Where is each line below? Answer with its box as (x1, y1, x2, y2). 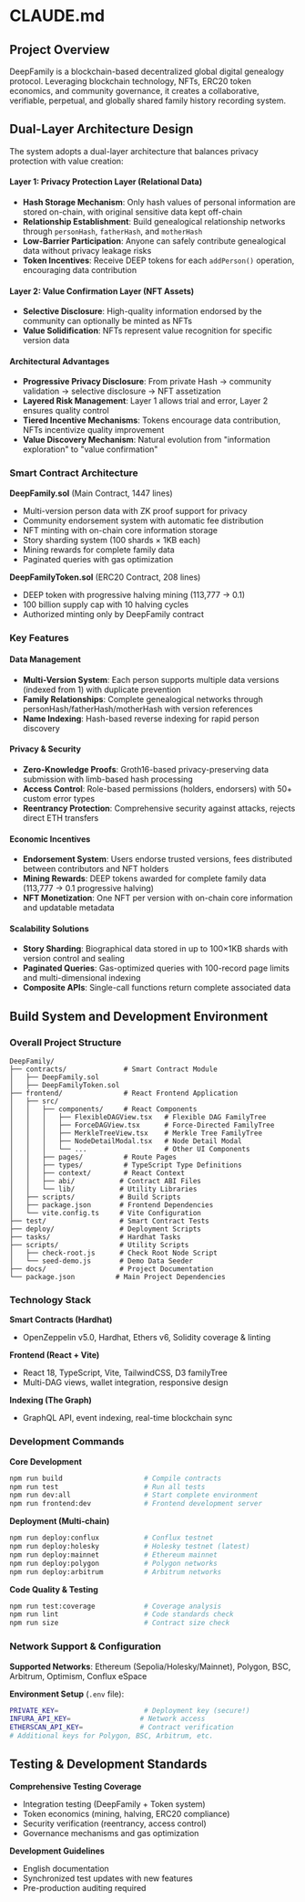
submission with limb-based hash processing (22, 773, 193, 785)
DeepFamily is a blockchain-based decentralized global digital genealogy (9, 66, 285, 77)
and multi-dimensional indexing (22, 972, 141, 983)
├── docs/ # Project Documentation (9, 1265, 214, 1274)
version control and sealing (22, 953, 126, 964)
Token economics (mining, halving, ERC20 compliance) (22, 1808, 230, 1819)
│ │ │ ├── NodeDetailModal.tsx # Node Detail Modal (9, 1137, 243, 1146)
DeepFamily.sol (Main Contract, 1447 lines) (9, 488, 173, 499)
